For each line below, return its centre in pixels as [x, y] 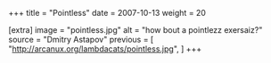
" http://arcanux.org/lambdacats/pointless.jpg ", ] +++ [105, 49]
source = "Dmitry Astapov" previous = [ [81, 39]
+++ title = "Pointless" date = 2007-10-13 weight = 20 [107, 13]
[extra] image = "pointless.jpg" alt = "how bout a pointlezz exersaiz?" [135, 30]
